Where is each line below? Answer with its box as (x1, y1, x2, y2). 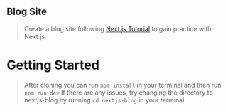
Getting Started (6, 57, 100, 73)
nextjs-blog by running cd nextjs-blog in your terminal (23, 95, 185, 104)
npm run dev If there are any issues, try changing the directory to (23, 88, 214, 97)
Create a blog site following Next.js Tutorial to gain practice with (23, 24, 212, 33)
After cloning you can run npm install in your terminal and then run (23, 80, 222, 89)
